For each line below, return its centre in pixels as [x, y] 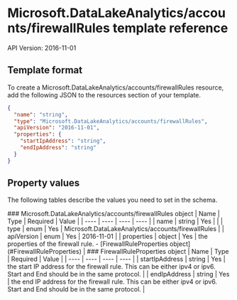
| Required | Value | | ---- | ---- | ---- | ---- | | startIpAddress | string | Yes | [116, 259]
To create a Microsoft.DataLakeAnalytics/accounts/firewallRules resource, [116, 87]
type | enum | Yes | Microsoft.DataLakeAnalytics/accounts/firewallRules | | [116, 229]
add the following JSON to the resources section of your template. [104, 95]
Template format [45, 70]
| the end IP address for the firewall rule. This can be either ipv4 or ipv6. [112, 282]
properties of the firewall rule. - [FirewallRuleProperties [88, 244]
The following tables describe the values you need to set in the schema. [112, 200]
